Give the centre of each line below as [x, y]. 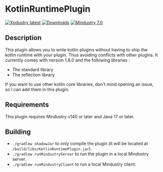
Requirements [27, 105]
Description [23, 38]
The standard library [33, 69]
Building [18, 132]
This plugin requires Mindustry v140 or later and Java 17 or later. [70, 116]
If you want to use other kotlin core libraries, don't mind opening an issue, [79, 84]
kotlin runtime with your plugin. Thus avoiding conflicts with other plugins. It [81, 55]
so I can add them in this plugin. [37, 89]
